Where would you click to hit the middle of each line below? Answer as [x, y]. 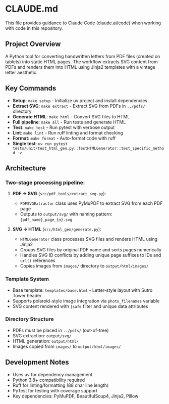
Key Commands [31, 88]
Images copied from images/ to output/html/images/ [67, 346]
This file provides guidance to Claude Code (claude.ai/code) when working [83, 23]
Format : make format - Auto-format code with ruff [64, 138]
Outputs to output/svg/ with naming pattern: [66, 214]
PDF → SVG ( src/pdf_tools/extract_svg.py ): [59, 194]
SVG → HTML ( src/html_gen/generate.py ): [57, 229]
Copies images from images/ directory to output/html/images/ [84, 266]
